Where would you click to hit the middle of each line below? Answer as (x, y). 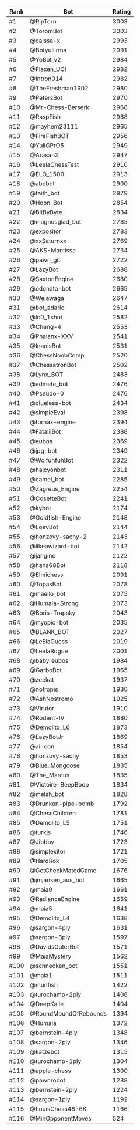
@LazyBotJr (47, 737)
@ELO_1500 (47, 174)
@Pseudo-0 (47, 394)
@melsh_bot (47, 794)
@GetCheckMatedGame (63, 870)
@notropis (44, 689)
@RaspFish (45, 117)
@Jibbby (42, 842)
